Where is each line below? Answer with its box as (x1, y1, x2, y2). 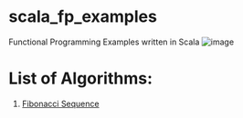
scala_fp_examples (8, 6, 157, 27)
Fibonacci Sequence (21, 98, 100, 109)
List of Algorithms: (8, 68, 153, 89)
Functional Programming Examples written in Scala (8, 36, 200, 47)
